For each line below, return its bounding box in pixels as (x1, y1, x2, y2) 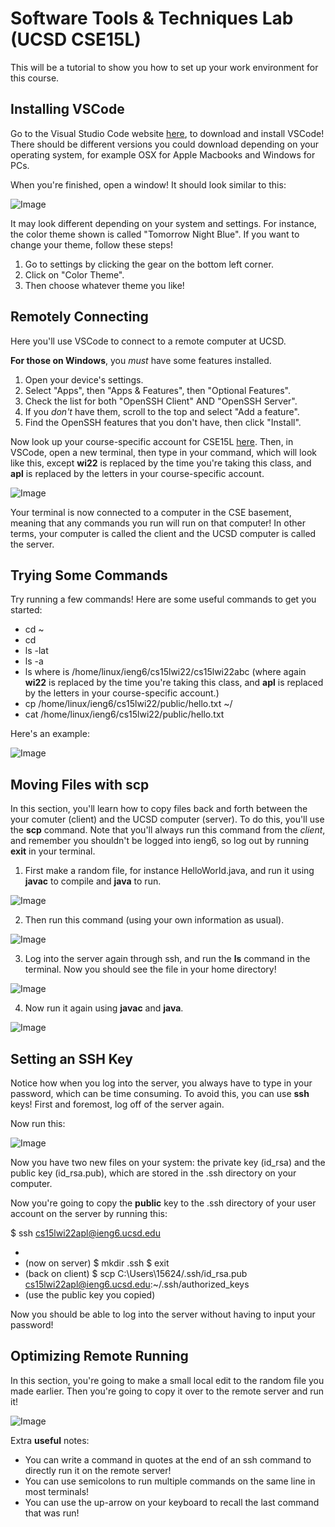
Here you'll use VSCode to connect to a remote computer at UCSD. (10, 335, 287, 347)
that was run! (24, 1507, 80, 1519)
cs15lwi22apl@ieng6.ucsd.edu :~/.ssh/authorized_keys (24, 1278, 250, 1290)
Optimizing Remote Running (10, 1348, 189, 1365)
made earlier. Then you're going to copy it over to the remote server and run (10, 1385, 325, 1397)
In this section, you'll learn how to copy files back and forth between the (10, 803, 308, 815)
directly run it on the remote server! (24, 1464, 172, 1476)
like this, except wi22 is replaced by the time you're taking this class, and (10, 457, 312, 469)
